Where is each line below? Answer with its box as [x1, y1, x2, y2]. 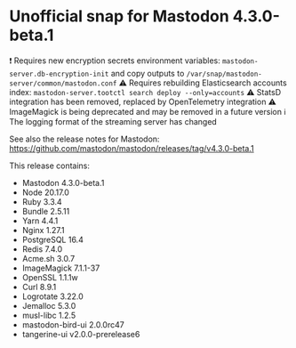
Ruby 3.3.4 [21, 196, 62, 206]
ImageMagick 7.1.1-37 [21, 263, 100, 273]
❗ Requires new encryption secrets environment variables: [9, 55, 220, 66]
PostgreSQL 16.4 [21, 234, 84, 245]
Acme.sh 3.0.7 [21, 253, 76, 263]
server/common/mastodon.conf [9, 78, 117, 88]
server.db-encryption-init [9, 69, 109, 78]
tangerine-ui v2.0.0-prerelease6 [21, 328, 140, 339]
